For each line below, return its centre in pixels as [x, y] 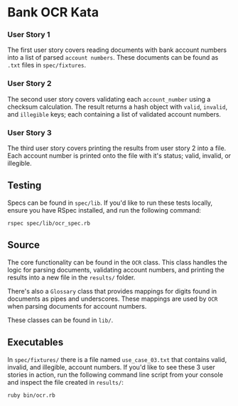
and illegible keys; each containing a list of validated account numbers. [114, 114]
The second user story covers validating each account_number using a [109, 99]
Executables [36, 342]
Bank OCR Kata [53, 12]
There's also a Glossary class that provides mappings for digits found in [112, 291]
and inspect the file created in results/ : [66, 382]
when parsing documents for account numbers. [77, 306]
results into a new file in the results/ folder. [71, 277]
